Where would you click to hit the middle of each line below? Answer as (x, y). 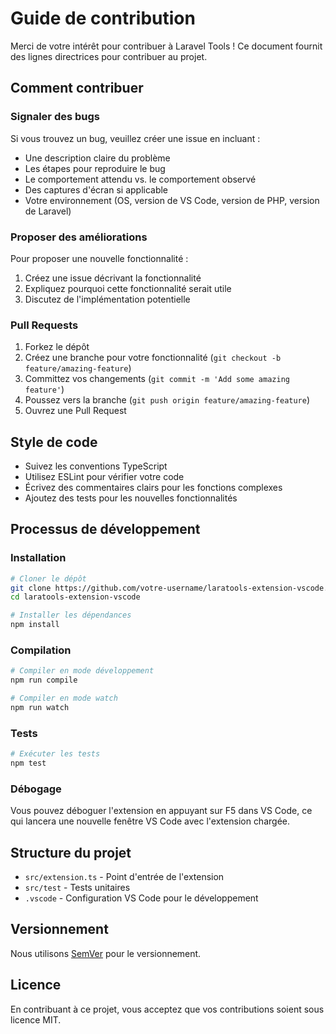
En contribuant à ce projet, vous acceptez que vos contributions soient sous (167, 1009)
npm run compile (44, 680)
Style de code (54, 442)
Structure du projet (71, 852)
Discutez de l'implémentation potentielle (107, 299)
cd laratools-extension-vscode (75, 597)
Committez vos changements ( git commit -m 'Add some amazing (157, 379)
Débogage (36, 789)
